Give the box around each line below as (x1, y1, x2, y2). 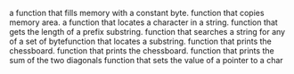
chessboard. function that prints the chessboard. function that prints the (9, 45, 274, 56)
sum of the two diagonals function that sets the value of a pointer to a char (9, 55, 283, 65)
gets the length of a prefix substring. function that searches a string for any (9, 27, 286, 37)
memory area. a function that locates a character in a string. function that (9, 17, 278, 28)
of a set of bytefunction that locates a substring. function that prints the (9, 36, 272, 46)
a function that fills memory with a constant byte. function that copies (9, 8, 265, 18)
